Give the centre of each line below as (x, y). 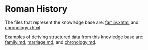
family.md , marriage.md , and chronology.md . (51, 42)
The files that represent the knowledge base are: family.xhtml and (72, 22)
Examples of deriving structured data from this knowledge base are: (74, 37)
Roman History (36, 9)
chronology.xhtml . (23, 27)
